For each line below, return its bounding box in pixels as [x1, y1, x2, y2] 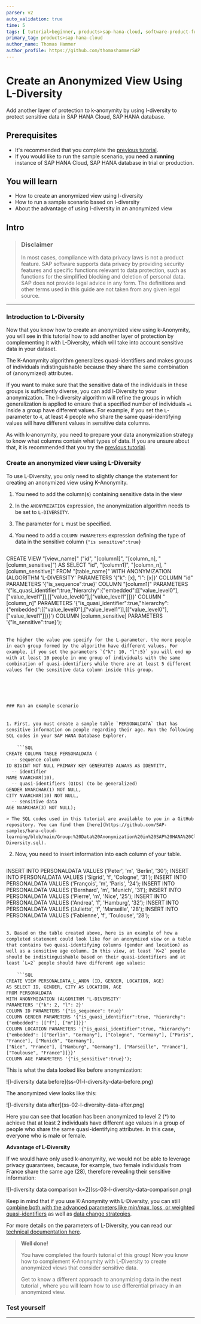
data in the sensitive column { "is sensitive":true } [14, 538, 142, 545]
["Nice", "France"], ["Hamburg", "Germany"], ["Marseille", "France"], [6, 1044, 188, 1050]
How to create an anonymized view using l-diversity [14, 192, 144, 199]
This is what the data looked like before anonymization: [6, 1066, 142, 1074]
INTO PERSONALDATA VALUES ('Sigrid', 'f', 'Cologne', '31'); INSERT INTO [6, 873, 187, 881]
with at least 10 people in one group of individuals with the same [6, 655, 181, 661]
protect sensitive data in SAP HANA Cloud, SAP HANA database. [6, 113, 166, 120]
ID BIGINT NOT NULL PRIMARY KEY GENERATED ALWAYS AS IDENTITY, [6, 763, 167, 769]
